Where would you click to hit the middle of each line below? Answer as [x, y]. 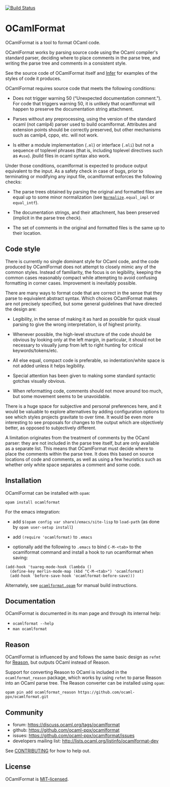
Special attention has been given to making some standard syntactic [84, 375]
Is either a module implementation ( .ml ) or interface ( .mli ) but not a [83, 145]
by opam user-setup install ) [43, 527]
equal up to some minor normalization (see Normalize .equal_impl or [83, 197]
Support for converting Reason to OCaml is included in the [66, 672]
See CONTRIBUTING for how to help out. [48, 751]
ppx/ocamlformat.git [27, 697]
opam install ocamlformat [32, 502]
